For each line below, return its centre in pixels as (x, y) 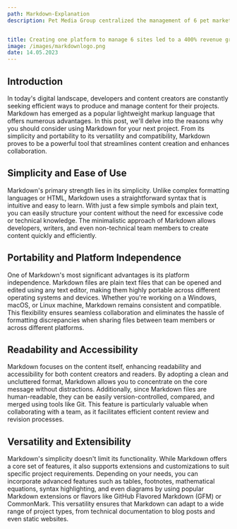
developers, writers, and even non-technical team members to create (108, 228)
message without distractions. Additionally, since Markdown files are (107, 389)
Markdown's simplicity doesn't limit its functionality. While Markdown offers (117, 459)
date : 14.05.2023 (33, 53)
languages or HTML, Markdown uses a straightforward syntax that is (107, 198)
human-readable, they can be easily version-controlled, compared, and (111, 397)
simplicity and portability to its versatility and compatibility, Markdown (109, 136)
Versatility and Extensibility (69, 442)
